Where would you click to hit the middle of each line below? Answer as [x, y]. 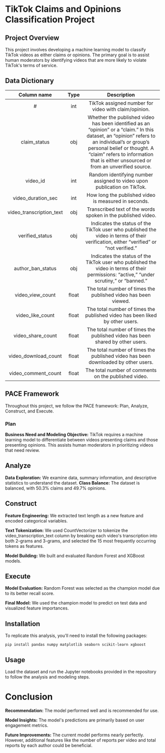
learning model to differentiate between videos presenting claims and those [82, 440]
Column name [35, 95]
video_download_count [35, 356]
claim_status [35, 142]
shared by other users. [121, 341]
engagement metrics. [27, 725]
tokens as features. [25, 546]
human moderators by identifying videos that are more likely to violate [76, 60]
